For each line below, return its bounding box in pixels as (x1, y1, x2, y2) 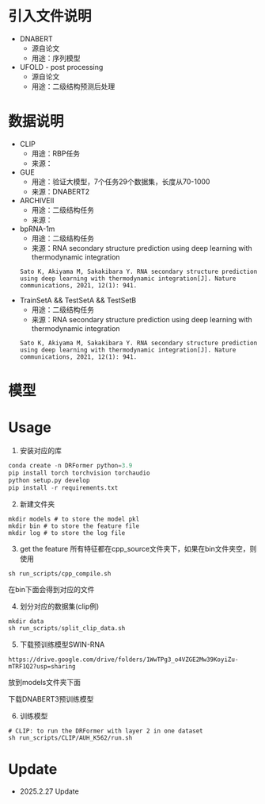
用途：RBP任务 (31, 148, 81, 158)
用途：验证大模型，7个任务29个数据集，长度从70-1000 (31, 176, 210, 187)
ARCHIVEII (19, 195, 55, 205)
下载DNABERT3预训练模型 (8, 694, 94, 704)
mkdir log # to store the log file (8, 529, 126, 537)
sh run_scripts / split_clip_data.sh (8, 625, 126, 633)
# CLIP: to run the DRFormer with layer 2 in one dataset (8, 727, 203, 735)
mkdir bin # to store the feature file (8, 521, 140, 530)
